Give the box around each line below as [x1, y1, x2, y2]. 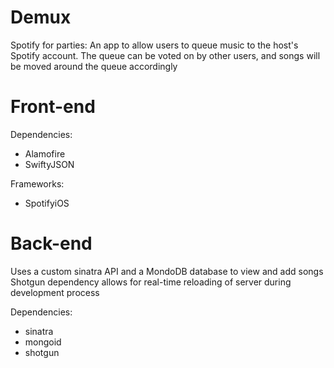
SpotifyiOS [24, 197, 70, 209]
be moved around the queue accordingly [10, 60, 178, 72]
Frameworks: [10, 177, 65, 190]
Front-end [10, 96, 96, 118]
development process [10, 286, 100, 298]
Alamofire [24, 147, 66, 160]
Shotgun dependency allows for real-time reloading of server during [10, 276, 292, 288]
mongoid [24, 336, 62, 348]
